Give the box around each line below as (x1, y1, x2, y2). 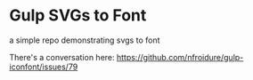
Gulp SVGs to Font (9, 5, 147, 26)
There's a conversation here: (9, 52, 115, 62)
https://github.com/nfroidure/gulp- (116, 52, 244, 62)
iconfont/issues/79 (9, 61, 78, 72)
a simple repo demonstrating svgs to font (9, 35, 160, 45)
